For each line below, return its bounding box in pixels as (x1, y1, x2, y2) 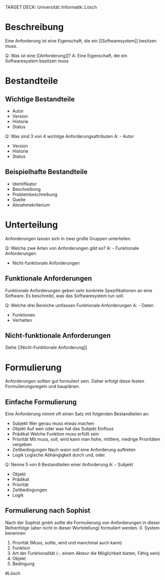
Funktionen (12, 312, 35, 318)
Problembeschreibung (12, 191, 58, 197)
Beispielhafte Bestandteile (5, 168, 88, 176)
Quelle (12, 196, 26, 202)
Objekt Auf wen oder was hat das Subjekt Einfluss (12, 426, 114, 432)
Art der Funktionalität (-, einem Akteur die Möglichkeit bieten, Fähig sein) (12, 550, 160, 556)
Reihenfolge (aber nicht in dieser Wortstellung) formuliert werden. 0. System (5, 525, 160, 531)
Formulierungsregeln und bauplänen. (5, 383, 80, 390)
